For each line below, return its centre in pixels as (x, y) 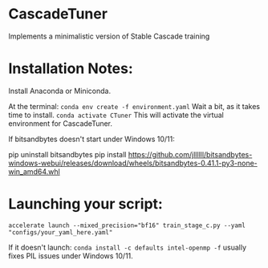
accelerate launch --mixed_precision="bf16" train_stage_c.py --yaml (127, 225)
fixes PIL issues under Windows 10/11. (71, 256)
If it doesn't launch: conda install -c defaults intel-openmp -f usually (128, 247)
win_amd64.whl (34, 171)
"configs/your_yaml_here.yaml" (61, 232)
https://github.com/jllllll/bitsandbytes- (190, 154)
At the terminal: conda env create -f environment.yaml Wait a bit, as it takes (134, 106)
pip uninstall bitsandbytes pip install (67, 154)
